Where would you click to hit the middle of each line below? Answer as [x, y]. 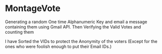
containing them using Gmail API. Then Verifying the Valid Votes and [73, 27]
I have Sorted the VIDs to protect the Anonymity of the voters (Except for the [81, 41]
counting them [19, 32]
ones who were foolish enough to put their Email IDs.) [58, 46]
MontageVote [33, 8]
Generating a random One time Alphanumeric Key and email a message [76, 22]
